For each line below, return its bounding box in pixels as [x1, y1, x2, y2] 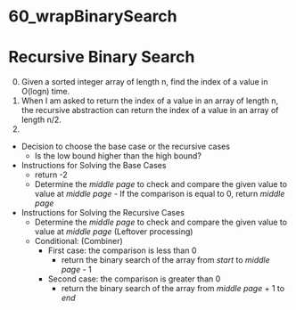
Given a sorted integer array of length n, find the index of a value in [21, 77, 268, 87]
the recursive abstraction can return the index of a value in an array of [21, 105, 279, 116]
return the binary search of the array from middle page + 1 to [61, 283, 285, 294]
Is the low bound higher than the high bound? [34, 151, 202, 161]
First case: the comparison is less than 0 [47, 245, 197, 256]
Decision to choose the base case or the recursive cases [21, 141, 231, 152]
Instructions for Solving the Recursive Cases [21, 208, 185, 218]
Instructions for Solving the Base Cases [21, 160, 167, 171]
